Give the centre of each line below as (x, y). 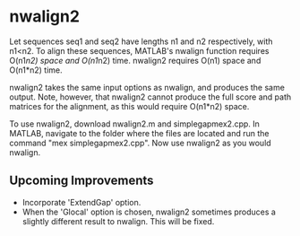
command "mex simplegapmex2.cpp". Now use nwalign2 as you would (140, 143)
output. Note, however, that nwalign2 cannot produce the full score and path (150, 97)
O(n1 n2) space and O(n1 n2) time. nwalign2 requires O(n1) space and (135, 60)
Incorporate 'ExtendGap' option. (81, 202)
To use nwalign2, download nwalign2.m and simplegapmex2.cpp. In (134, 124)
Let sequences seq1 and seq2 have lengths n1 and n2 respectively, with (141, 41)
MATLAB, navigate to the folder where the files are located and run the (140, 133)
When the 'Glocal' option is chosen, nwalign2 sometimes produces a (149, 212)
